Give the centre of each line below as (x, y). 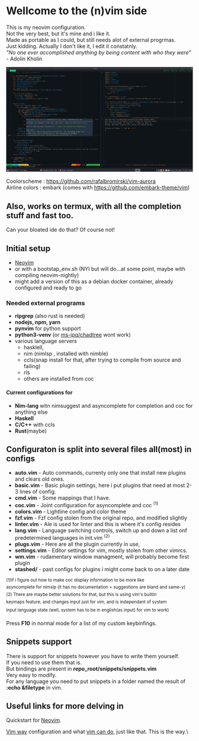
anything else (31, 412)
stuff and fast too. (40, 215)
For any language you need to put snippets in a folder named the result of (96, 681)
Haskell (24, 418)
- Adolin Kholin (24, 59)
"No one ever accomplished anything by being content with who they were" (99, 52)
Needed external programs (46, 303)
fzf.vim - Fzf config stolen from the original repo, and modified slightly (101, 518)
